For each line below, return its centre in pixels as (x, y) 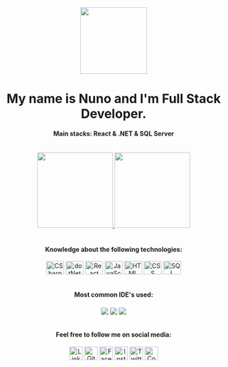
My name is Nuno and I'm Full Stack (114, 99)
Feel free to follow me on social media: (114, 335)
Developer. (114, 114)
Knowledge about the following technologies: (114, 249)
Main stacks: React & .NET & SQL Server (114, 133)
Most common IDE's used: (114, 295)
